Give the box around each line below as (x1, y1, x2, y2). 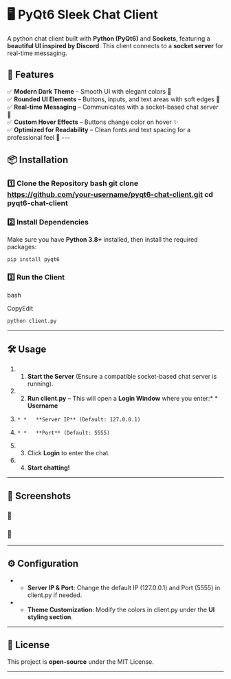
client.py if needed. (27, 591, 82, 599)
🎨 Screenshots (7, 490, 71, 501)
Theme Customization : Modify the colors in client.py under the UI (27, 605, 215, 614)
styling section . (27, 612, 74, 621)
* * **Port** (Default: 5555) (16, 430, 110, 437)
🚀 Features (7, 69, 54, 81)
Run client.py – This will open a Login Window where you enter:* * (27, 395, 218, 403)
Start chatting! (27, 463, 70, 472)
